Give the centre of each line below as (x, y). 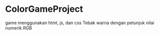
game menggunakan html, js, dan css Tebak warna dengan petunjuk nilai (80, 23)
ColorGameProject (44, 9)
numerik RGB (19, 28)
